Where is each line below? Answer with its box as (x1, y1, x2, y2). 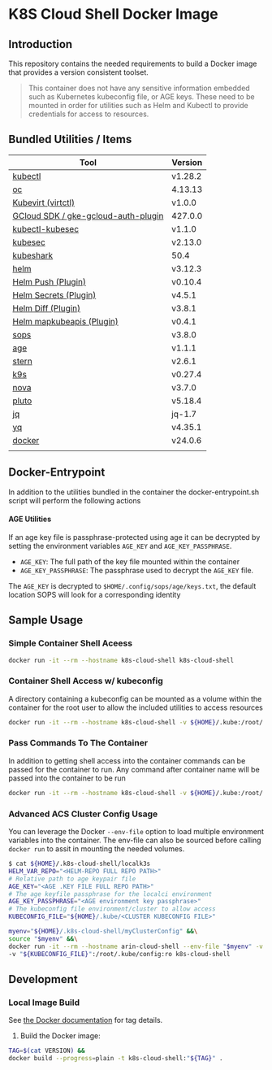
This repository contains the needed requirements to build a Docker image (8, 59, 257, 68)
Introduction (8, 37, 73, 51)
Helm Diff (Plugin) (12, 302, 81, 314)
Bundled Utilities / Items (8, 133, 132, 146)
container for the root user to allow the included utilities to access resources (8, 702, 264, 712)
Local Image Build (8, 997, 80, 1008)
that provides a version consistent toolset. (8, 67, 149, 77)
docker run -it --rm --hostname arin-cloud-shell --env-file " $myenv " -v (8, 942, 264, 950)
